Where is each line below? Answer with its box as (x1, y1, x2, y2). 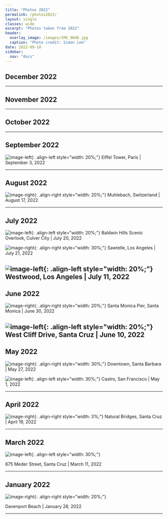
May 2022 (5, 348, 37, 356)
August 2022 (5, 179, 47, 187)
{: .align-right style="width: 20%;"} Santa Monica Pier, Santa (34, 303, 159, 309)
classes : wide (5, 21, 35, 27)
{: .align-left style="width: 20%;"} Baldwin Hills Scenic (31, 230, 143, 236)
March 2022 (5, 438, 44, 446)
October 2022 (5, 118, 50, 127)
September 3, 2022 (5, 159, 45, 165)
